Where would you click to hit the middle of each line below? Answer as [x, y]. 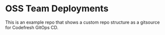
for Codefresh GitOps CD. [32, 27]
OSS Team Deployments [57, 9]
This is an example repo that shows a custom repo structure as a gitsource [82, 22]
